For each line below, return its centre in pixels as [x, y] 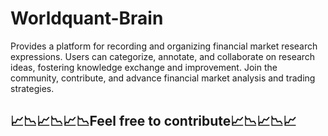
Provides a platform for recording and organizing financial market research [164, 46]
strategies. [32, 88]
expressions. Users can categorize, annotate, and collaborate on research [163, 56]
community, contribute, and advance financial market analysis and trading [163, 78]
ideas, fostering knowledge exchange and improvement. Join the [144, 67]
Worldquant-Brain [87, 18]
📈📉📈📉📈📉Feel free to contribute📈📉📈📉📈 [153, 121]
